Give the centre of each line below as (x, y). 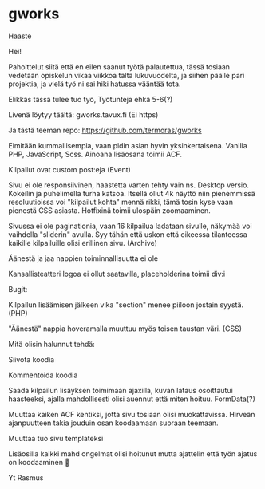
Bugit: (18, 289)
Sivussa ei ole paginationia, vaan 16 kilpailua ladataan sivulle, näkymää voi (131, 226)
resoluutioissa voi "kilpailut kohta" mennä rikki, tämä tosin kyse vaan (121, 202)
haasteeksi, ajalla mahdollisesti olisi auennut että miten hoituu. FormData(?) (132, 399)
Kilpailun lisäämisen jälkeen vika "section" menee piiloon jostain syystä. (126, 305)
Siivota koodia (32, 359)
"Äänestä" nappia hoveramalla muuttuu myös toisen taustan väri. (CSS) (125, 329)
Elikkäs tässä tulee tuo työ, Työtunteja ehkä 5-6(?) (91, 99)
